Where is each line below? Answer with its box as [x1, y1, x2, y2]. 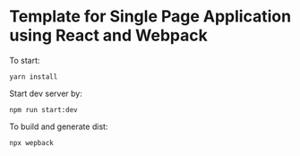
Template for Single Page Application [9, 6, 292, 27]
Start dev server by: [9, 88, 82, 99]
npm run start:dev [9, 105, 78, 114]
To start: [9, 55, 40, 65]
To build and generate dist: [9, 121, 108, 132]
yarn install [9, 72, 58, 82]
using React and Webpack [9, 25, 208, 46]
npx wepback [9, 138, 54, 147]
